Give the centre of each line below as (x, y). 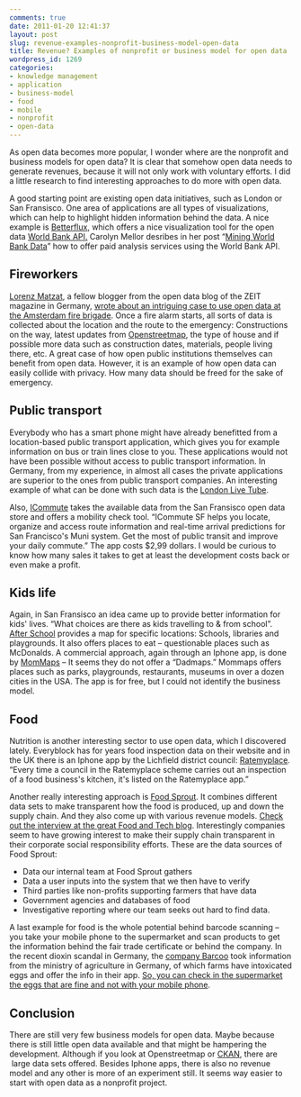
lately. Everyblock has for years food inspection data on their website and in (150, 751)
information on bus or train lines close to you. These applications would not (149, 451)
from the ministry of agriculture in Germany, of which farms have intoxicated (150, 966)
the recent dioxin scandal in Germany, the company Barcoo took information (150, 956)
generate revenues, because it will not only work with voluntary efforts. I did (150, 171)
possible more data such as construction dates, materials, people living (141, 344)
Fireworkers (44, 274)
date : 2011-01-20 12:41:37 (60, 26)
